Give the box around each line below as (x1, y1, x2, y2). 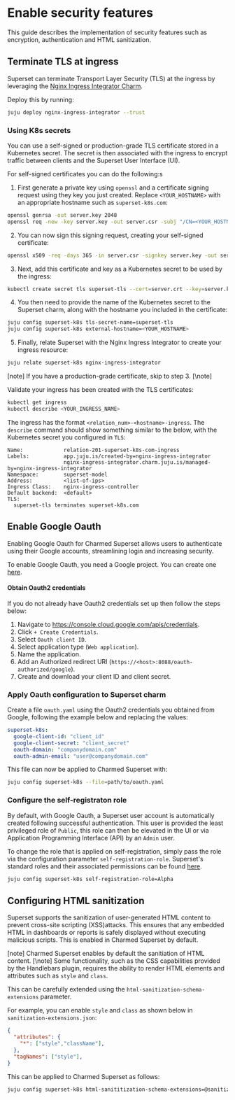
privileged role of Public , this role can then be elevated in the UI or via (7, 826, 210, 834)
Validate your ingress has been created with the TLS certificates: (7, 386, 194, 394)
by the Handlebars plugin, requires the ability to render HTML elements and (7, 964, 225, 973)
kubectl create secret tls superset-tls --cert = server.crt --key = (7, 285, 205, 292)
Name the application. (17, 649, 81, 658)
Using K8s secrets (7, 125, 71, 135)
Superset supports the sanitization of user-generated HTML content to (7, 913, 211, 922)
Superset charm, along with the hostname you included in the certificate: (17, 306, 228, 314)
